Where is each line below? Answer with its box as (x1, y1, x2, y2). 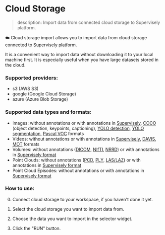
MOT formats (12, 141, 40, 147)
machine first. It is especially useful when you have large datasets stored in (5, 57, 159, 63)
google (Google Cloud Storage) (12, 91, 77, 97)
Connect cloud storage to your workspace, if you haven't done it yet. (12, 196, 153, 202)
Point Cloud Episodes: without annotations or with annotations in (12, 167, 145, 173)
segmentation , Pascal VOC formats (12, 130, 84, 137)
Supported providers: (5, 74, 58, 81)
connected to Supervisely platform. (5, 42, 77, 48)
